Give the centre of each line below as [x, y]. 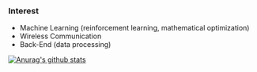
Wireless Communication [60, 36]
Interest [24, 11]
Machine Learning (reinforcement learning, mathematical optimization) [134, 28]
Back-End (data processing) [65, 45]
